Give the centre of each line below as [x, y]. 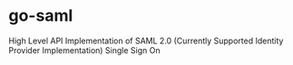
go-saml [41, 16]
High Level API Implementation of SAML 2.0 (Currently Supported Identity [146, 41]
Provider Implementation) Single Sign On [84, 50]
